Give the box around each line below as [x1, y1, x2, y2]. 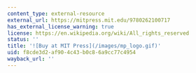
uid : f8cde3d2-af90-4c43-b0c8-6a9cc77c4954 [7, 49, 136, 56]
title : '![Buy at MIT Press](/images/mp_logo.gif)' [7, 42, 161, 49]
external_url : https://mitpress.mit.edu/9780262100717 [7, 17, 171, 24]
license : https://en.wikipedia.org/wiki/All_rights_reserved [7, 29, 190, 37]
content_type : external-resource [7, 10, 105, 17]
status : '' [7, 36, 39, 43]
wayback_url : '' [7, 56, 55, 63]
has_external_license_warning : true [7, 23, 114, 30]
